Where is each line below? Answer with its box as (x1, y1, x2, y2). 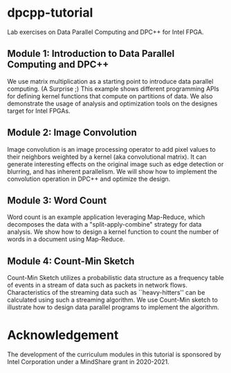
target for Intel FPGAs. (7, 106, 71, 115)
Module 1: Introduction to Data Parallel (7, 48, 175, 60)
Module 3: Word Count (7, 194, 107, 206)
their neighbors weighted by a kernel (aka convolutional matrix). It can (7, 153, 207, 161)
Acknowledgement (7, 327, 119, 343)
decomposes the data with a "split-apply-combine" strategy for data (7, 220, 202, 229)
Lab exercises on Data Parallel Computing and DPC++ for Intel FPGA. (7, 28, 204, 36)
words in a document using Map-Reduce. (7, 235, 125, 243)
